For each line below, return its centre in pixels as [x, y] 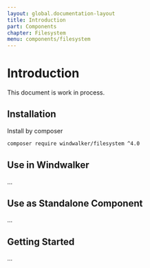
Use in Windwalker [48, 165]
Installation [32, 114]
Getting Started [41, 241]
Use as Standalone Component [75, 203]
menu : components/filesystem [49, 39]
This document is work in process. [56, 93]
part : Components [32, 26]
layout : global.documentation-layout [61, 13]
